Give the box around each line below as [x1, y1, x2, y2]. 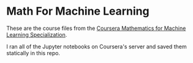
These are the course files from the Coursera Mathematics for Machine [6, 24, 186, 32]
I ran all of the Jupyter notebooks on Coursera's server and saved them [6, 43, 187, 50]
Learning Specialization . [6, 31, 67, 38]
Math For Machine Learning [6, 4, 149, 18]
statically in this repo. [6, 49, 60, 56]
